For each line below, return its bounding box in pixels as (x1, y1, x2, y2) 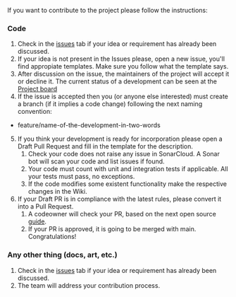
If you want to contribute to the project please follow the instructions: (7, 6, 208, 14)
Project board (17, 85, 58, 93)
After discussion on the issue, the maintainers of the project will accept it (17, 70, 230, 78)
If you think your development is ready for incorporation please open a (17, 134, 223, 144)
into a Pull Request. (17, 202, 74, 211)
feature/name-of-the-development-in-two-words (17, 121, 161, 129)
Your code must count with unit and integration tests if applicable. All (27, 165, 228, 173)
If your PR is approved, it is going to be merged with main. (27, 225, 197, 233)
